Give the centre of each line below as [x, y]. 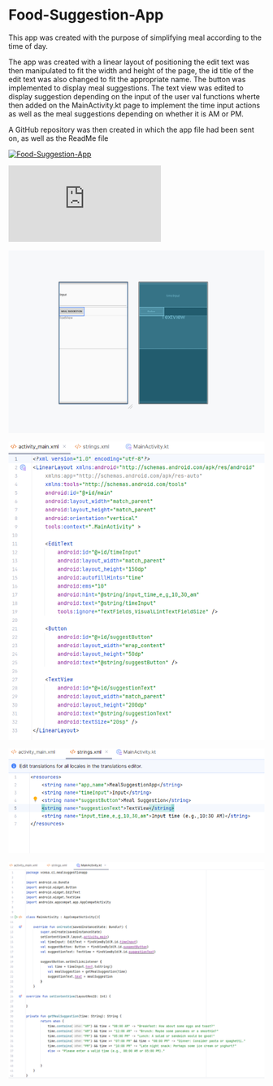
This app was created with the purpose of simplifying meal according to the [135, 37]
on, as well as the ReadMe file [58, 138]
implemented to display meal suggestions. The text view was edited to [126, 88]
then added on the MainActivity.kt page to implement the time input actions [134, 105]
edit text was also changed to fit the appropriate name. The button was [127, 79]
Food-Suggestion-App [86, 15]
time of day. [28, 46]
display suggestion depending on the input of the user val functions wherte [134, 96]
